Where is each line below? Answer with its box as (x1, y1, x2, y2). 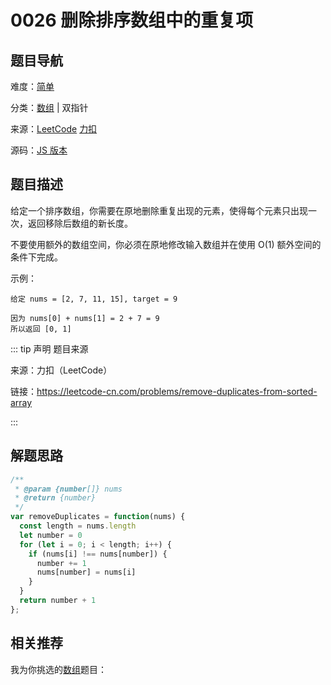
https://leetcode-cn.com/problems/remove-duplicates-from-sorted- (36, 385, 318, 397)
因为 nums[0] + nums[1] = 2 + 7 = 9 (10, 313, 160, 323)
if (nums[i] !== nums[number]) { (28, 549, 168, 559)
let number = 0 (19, 530, 83, 540)
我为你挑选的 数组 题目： (10, 663, 107, 675)
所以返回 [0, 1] (10, 324, 72, 334)
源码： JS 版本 (10, 144, 68, 156)
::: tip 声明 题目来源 (10, 342, 89, 355)
